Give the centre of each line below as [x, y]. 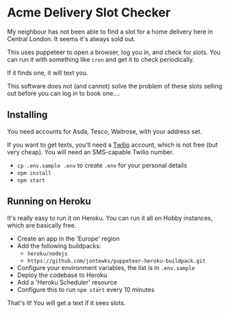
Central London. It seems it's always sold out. [71, 38]
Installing [27, 115]
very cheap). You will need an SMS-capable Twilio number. [91, 152]
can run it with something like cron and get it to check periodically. [101, 59]
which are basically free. [42, 225]
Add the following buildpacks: [59, 245]
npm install [34, 173]
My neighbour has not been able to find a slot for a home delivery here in [110, 32]
